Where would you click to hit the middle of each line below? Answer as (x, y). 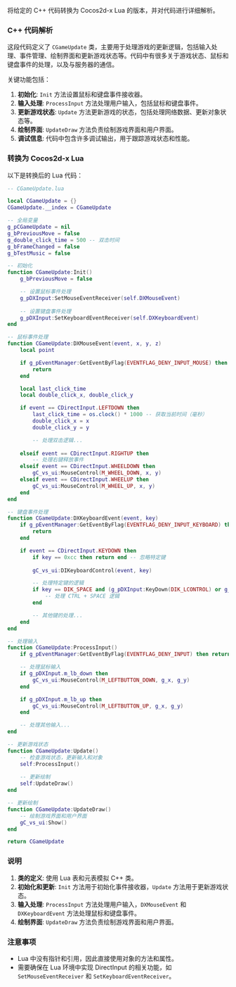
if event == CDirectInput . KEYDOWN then (78, 551)
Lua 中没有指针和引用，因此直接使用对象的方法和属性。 (97, 958)
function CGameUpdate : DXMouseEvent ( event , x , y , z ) (84, 344)
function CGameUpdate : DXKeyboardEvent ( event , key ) (83, 518)
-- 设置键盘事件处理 (46, 311)
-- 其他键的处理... (58, 615)
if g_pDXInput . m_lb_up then (61, 699)
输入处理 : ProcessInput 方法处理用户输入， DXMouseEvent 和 (102, 904)
